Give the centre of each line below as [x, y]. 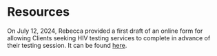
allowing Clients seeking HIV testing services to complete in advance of [109, 38]
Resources [39, 12]
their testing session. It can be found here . [67, 45]
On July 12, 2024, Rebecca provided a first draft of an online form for [105, 31]
